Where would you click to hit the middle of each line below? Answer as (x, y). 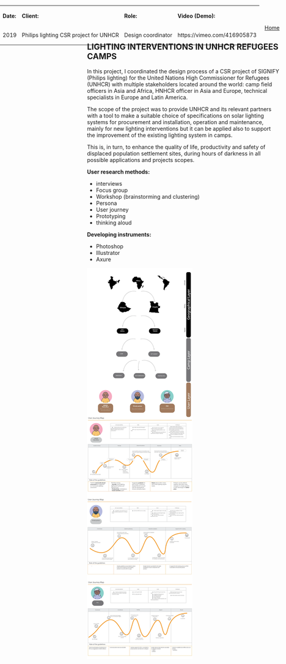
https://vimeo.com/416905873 (217, 35)
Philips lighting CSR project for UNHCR (70, 35)
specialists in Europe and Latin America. (137, 97)
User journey (112, 209)
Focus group (112, 190)
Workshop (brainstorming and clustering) (148, 196)
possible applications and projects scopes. (141, 160)
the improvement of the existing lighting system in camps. (160, 135)
